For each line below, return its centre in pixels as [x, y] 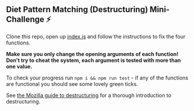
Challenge [25, 20]
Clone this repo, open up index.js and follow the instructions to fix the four [96, 36]
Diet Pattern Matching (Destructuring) [77, 10]
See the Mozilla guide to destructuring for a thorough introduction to [89, 95]
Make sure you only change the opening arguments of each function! [92, 54]
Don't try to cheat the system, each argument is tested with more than [93, 60]
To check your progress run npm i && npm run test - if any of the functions [97, 78]
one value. [19, 66]
